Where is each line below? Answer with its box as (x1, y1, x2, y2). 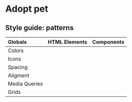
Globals (8, 39, 27, 45)
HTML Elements (47, 39, 88, 45)
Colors (8, 47, 24, 54)
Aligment (8, 72, 30, 79)
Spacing (8, 64, 28, 70)
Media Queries (8, 80, 43, 87)
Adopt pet (5, 3, 48, 15)
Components (92, 39, 125, 45)
